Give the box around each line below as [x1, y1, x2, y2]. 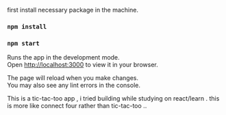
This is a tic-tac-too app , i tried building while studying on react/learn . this [7, 94, 220, 103]
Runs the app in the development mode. [7, 53, 120, 62]
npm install [7, 23, 47, 30]
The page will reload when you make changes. [7, 74, 139, 82]
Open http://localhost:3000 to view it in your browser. [7, 61, 159, 69]
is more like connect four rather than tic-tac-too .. [7, 102, 147, 110]
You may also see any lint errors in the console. [7, 81, 140, 90]
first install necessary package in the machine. [7, 6, 139, 14]
